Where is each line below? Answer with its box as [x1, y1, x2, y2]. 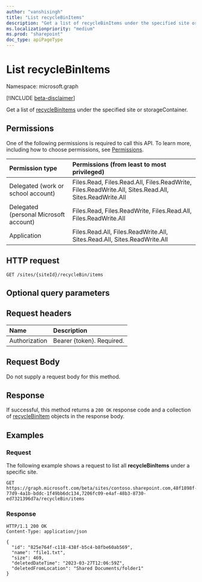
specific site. [6, 468, 38, 476]
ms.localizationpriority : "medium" [6, 25, 96, 32]
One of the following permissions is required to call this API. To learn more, [6, 139, 192, 146]
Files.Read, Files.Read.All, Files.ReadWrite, [72, 178, 192, 186]
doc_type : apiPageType [6, 37, 63, 43]
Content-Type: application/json [6, 528, 87, 535]
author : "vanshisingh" [6, 8, 63, 15]
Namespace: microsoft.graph [6, 83, 79, 90]
